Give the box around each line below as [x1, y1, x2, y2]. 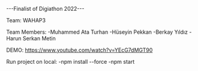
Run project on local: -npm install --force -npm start [6, 58, 135, 65]
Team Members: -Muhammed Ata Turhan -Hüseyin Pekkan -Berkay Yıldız [6, 28, 188, 35]
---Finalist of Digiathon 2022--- [6, 5, 85, 12]
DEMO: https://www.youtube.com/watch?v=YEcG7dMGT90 [6, 46, 153, 54]
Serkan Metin [23, 35, 56, 42]
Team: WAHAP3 [6, 17, 46, 23]
